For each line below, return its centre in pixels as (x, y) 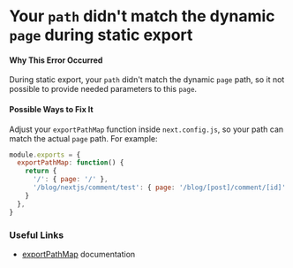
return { (41, 171)
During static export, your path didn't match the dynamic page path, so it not (147, 80)
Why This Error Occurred (56, 60)
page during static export (101, 35)
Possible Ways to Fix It (52, 109)
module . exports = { (45, 155)
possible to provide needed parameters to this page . (103, 89)
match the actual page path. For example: (83, 138)
